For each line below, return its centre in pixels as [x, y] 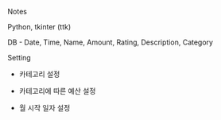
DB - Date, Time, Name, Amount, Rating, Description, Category [111, 42]
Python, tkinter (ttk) [39, 27]
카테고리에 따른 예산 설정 [57, 91]
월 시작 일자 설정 [45, 108]
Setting [19, 58]
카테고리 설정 [39, 74]
